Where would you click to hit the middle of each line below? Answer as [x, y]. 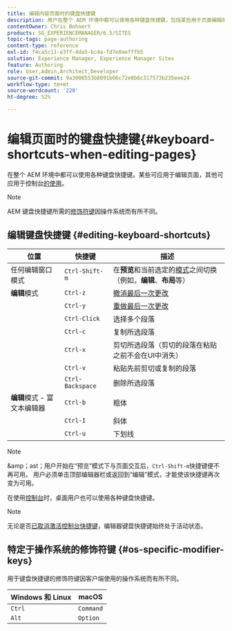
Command [91, 608]
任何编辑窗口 [32, 270]
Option [89, 618]
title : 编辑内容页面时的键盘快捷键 [51, 13]
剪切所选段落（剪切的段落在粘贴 [165, 345]
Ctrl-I [75, 420]
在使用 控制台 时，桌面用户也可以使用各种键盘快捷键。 [83, 498]
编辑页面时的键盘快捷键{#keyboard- [111, 140]
